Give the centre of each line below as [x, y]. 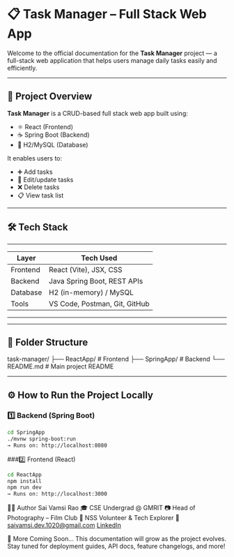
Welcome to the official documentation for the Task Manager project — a [112, 53]
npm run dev [24, 488]
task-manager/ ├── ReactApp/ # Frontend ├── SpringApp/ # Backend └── [116, 359]
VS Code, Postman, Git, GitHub [99, 304]
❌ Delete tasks [38, 187]
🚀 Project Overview [50, 97]
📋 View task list [40, 195]
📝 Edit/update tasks [45, 179]
